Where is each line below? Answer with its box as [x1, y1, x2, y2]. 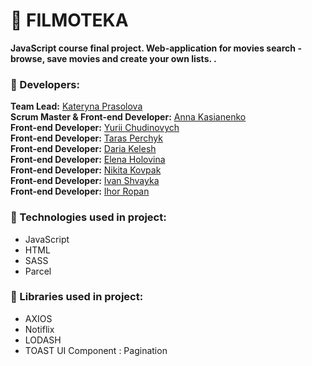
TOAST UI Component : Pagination [24, 344, 168, 356]
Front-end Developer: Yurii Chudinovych [10, 122, 180, 134]
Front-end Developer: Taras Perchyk [10, 132, 163, 144]
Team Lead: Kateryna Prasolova [10, 100, 143, 113]
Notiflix [24, 323, 55, 335]
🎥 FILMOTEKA [10, 9, 129, 32]
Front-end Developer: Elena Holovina [10, 154, 166, 166]
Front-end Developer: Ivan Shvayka [10, 175, 160, 187]
